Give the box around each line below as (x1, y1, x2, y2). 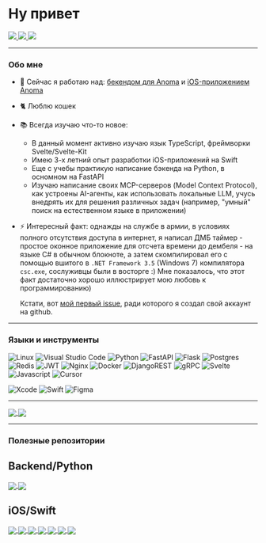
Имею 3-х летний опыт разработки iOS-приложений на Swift (31, 155, 238, 165)
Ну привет (8, 5, 81, 23)
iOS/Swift (8, 504, 57, 517)
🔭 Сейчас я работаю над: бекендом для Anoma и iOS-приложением (19, 77, 250, 87)
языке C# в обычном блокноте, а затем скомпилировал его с (19, 250, 228, 260)
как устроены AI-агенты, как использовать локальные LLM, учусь (31, 189, 256, 199)
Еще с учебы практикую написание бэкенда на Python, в (31, 164, 225, 173)
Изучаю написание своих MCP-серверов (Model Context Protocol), (31, 180, 257, 190)
